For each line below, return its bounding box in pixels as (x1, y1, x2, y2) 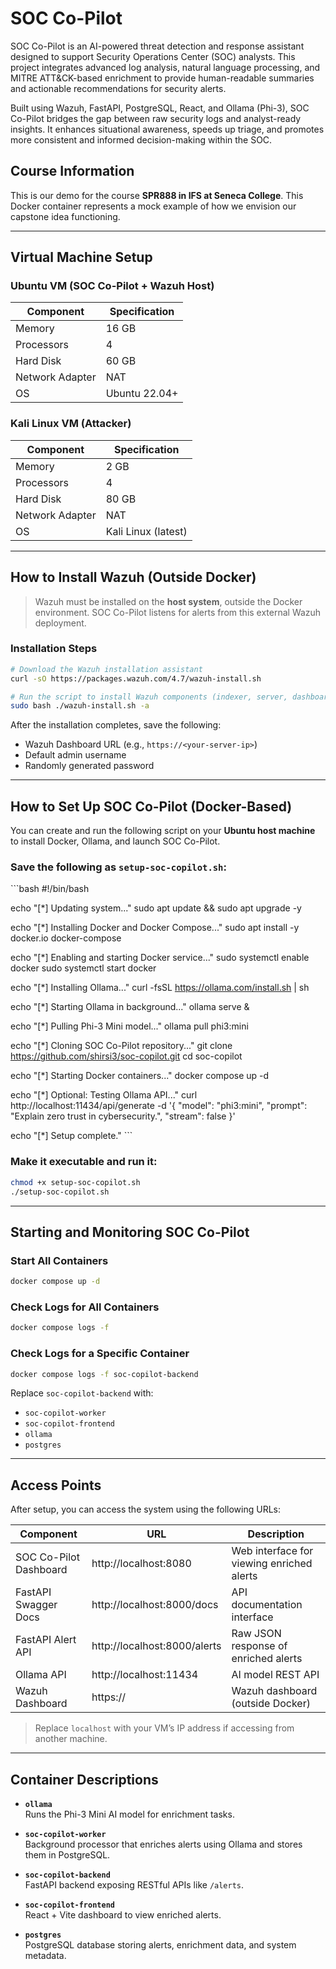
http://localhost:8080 (91, 1557, 192, 1571)
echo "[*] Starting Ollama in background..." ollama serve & (10, 1001, 250, 1013)
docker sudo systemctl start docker (10, 962, 157, 974)
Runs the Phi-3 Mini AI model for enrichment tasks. (24, 1808, 235, 1821)
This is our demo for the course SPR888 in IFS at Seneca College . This (10, 189, 304, 201)
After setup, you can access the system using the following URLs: (10, 1503, 281, 1516)
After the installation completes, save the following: (10, 719, 222, 731)
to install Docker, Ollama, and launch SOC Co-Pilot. (10, 835, 221, 847)
